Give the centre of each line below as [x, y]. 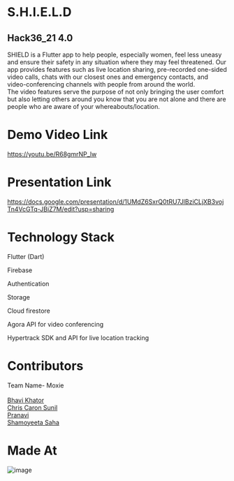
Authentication [28, 283]
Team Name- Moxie [36, 385]
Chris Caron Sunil [32, 407]
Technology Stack [61, 237]
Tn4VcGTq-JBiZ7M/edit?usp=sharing [61, 209]
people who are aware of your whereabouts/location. [84, 106]
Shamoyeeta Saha [33, 422]
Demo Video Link [58, 135]
